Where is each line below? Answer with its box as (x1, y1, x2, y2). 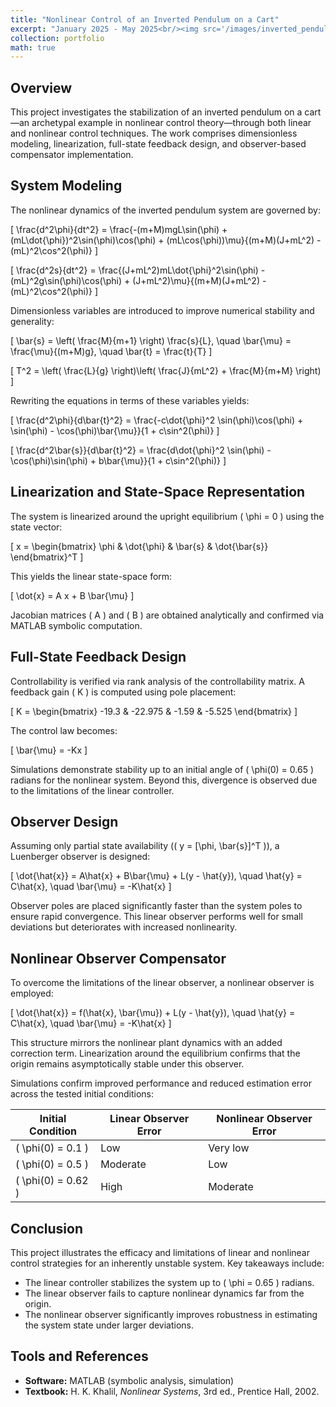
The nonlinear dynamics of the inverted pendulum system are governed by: (10, 204, 321, 216)
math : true (10, 42, 56, 53)
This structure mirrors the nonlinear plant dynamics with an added (10, 1037, 283, 1049)
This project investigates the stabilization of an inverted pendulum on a (10, 106, 303, 118)
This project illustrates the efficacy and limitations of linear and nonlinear (10, 1246, 310, 1258)
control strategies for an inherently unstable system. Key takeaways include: (10, 1257, 325, 1269)
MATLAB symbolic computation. (10, 619, 143, 631)
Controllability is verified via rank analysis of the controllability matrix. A (10, 675, 305, 687)
